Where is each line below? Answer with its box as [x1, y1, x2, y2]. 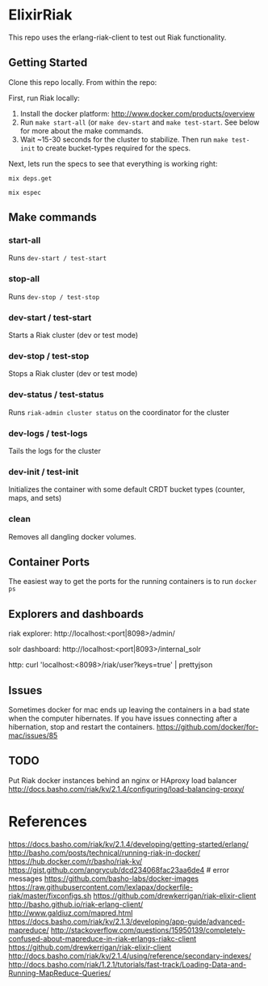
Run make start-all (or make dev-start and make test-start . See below [19, 117, 260, 127]
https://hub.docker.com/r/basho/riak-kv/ [8, 856, 143, 866]
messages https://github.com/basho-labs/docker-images [8, 874, 199, 883]
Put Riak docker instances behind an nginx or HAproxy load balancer [8, 775, 237, 785]
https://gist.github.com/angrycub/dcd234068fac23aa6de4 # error [8, 865, 230, 874]
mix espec [8, 188, 42, 197]
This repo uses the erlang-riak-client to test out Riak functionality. [8, 32, 227, 42]
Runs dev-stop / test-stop [8, 291, 100, 301]
